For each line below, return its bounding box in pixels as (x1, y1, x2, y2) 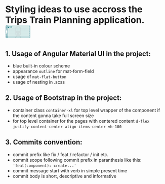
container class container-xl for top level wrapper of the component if (12, 107, 160, 113)
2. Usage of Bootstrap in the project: (5, 94, 122, 102)
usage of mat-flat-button (12, 73, 67, 80)
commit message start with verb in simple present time (12, 167, 128, 173)
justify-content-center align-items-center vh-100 (12, 124, 122, 129)
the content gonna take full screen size (12, 113, 94, 119)
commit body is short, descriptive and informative (12, 173, 116, 179)
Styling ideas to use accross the (5, 4, 143, 15)
